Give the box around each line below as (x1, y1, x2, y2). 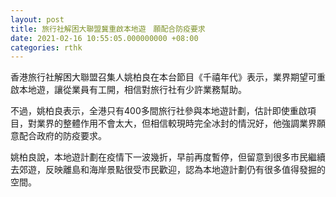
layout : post (10, 14, 65, 25)
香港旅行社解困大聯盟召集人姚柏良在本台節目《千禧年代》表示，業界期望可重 (10, 71, 326, 83)
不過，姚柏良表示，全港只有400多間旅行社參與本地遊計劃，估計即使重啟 (10, 105, 308, 117)
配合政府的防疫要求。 (18, 130, 107, 142)
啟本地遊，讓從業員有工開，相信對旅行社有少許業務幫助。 (10, 84, 247, 96)
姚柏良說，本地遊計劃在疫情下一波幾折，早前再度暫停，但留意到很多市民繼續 (10, 151, 326, 163)
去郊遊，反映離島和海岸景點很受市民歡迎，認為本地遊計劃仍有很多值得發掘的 (10, 164, 326, 176)
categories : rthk (10, 42, 83, 53)
